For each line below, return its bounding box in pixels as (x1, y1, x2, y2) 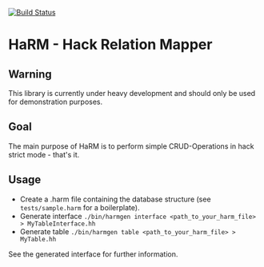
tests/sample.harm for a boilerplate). (19, 202, 140, 212)
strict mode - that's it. (8, 149, 80, 159)
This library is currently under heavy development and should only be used (8, 89, 256, 98)
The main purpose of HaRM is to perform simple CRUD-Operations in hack (8, 141, 254, 151)
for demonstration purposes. (8, 97, 102, 106)
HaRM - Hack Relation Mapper (8, 36, 213, 54)
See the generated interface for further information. (8, 249, 178, 259)
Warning (8, 67, 52, 81)
